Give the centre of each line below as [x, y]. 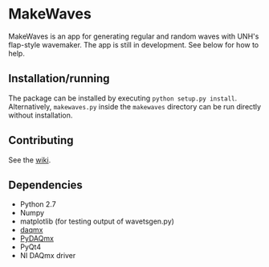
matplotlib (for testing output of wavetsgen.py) [97, 221]
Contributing [41, 140]
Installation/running [59, 78]
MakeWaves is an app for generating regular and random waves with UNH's [134, 36]
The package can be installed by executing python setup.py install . [123, 98]
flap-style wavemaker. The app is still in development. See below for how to [134, 44]
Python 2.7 [38, 204]
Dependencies [45, 185]
